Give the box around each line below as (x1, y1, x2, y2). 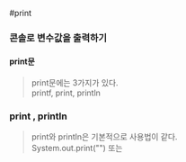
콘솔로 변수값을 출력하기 (9, 31, 108, 44)
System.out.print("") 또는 (31, 143, 123, 154)
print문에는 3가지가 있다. (31, 77, 119, 88)
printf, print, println (31, 87, 102, 98)
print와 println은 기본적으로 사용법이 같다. (31, 131, 178, 142)
